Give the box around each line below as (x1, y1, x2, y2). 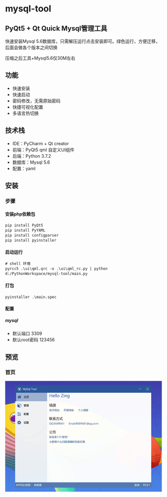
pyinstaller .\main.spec (5, 294, 57, 299)
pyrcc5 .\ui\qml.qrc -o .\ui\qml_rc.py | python (5, 266, 108, 271)
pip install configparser (5, 233, 59, 238)
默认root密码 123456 (12, 337, 55, 343)
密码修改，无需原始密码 (12, 98, 61, 104)
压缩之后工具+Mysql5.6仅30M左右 (5, 55, 76, 61)
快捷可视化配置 (12, 104, 43, 110)
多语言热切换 (12, 110, 39, 116)
